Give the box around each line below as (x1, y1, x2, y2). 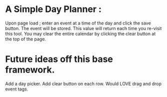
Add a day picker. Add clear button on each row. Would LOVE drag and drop (5, 80, 161, 86)
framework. (5, 64, 55, 75)
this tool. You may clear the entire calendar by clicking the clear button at (5, 30, 156, 36)
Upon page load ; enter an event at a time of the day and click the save (5, 20, 151, 26)
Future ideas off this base (5, 53, 113, 65)
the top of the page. (5, 36, 46, 42)
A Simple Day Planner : (5, 3, 101, 15)
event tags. (5, 86, 28, 92)
